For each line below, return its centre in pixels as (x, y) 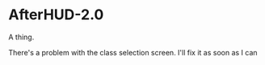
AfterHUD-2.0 (56, 15)
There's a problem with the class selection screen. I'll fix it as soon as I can (133, 52)
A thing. (21, 37)
